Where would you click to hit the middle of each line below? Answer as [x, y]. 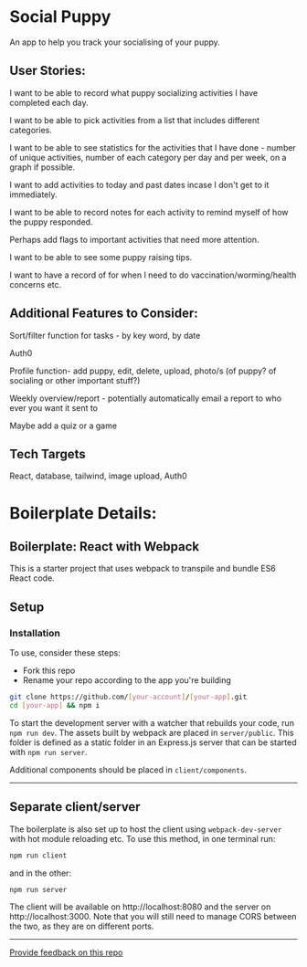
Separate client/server [75, 807]
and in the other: [40, 873]
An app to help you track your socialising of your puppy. [115, 42]
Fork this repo [49, 671]
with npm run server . [48, 752]
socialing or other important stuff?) [75, 380]
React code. [32, 578]
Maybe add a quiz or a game [63, 426]
